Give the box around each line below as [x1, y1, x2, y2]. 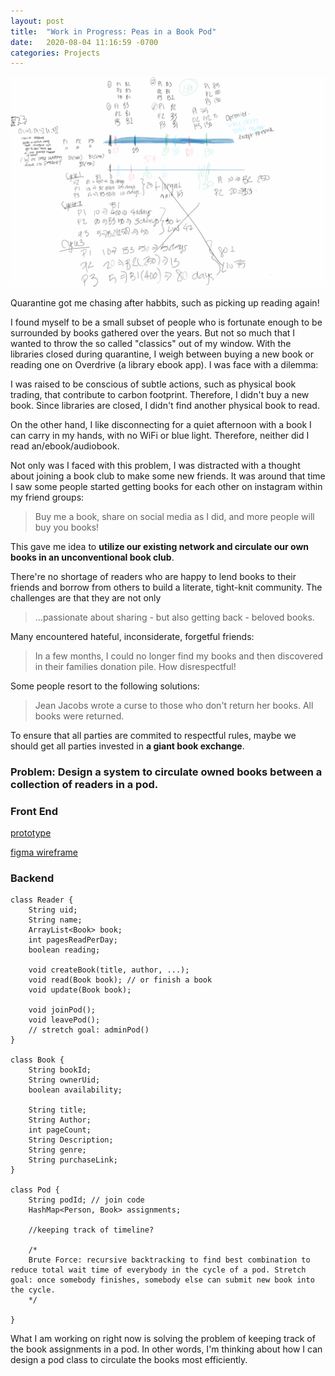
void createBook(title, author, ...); [28, 965, 190, 975]
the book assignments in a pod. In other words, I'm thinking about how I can [10, 1343, 323, 1355]
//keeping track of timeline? [28, 1225, 155, 1235]
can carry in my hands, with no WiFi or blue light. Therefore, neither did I [10, 429, 310, 441]
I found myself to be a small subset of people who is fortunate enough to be [10, 316, 323, 328]
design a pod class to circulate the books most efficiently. [10, 1354, 248, 1366]
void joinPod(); [28, 1005, 97, 1015]
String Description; [28, 1135, 114, 1145]
